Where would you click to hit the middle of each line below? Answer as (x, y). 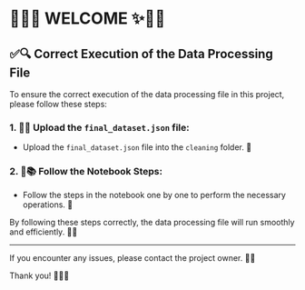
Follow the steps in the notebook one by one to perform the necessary (154, 195)
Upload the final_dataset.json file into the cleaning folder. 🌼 (137, 147)
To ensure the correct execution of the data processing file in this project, (147, 94)
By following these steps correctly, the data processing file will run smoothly (152, 222)
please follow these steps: (58, 104)
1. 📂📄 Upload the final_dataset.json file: (99, 127)
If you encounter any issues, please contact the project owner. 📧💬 (133, 257)
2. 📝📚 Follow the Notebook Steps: (86, 172)
